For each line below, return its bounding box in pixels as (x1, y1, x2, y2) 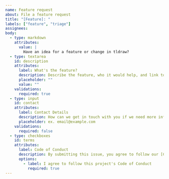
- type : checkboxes (10, 133, 51, 138)
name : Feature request (5, 7, 53, 13)
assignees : (5, 26, 28, 31)
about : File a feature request (5, 12, 71, 17)
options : (18, 156, 37, 161)
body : (5, 31, 17, 36)
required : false (18, 128, 53, 133)
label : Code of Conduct (18, 147, 69, 152)
